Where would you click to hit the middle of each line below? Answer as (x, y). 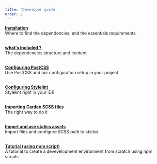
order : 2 (14, 14)
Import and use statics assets (36, 126)
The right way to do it (26, 112)
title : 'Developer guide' (31, 9)
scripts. (13, 156)
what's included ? (24, 48)
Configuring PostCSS (27, 67)
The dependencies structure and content (46, 53)
